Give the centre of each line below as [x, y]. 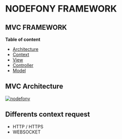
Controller [23, 65]
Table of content [23, 39]
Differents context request [48, 115]
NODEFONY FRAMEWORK [61, 9]
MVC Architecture [34, 86]
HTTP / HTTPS [28, 126]
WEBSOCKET [26, 132]
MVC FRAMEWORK [36, 27]
